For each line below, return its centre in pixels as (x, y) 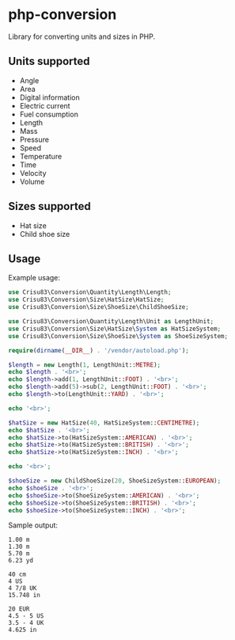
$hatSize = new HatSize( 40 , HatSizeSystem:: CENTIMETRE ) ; (104, 423)
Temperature (41, 156)
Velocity (33, 173)
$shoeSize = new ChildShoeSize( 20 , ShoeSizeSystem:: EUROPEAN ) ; (115, 481)
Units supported (49, 61)
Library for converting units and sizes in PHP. (82, 36)
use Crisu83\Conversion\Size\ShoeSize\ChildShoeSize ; (99, 307)
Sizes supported (49, 206)
